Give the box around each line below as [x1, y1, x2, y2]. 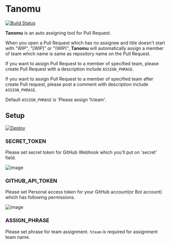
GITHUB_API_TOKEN [5, 177, 58, 184]
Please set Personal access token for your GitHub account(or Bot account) [5, 189, 162, 195]
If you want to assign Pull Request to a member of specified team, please [5, 60, 159, 66]
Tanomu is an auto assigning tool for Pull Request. [5, 30, 111, 36]
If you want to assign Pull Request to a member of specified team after [5, 76, 154, 82]
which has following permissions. [5, 194, 76, 201]
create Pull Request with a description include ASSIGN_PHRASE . [5, 66, 134, 72]
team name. [5, 234, 31, 240]
